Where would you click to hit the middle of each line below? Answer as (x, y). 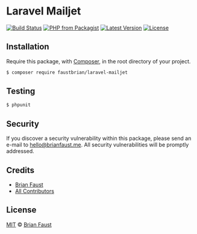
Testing (21, 91)
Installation (28, 47)
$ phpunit (19, 105)
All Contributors (34, 191)
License (21, 210)
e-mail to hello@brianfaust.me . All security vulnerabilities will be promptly (98, 145)
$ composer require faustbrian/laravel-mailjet (67, 72)
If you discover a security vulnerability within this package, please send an (99, 138)
